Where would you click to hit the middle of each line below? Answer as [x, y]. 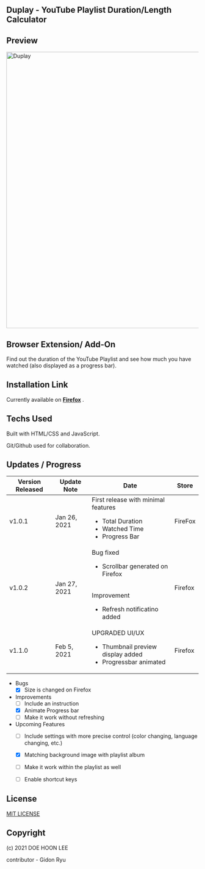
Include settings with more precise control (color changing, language [111, 736]
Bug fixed [106, 552]
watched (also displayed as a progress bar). [62, 366]
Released [29, 489]
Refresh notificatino [130, 609]
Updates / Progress [44, 465]
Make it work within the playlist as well [73, 767]
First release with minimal [128, 500]
